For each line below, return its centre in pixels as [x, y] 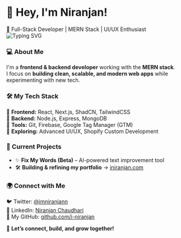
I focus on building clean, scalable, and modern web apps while [87, 74]
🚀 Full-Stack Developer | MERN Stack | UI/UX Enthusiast [76, 29]
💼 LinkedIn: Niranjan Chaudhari [45, 210]
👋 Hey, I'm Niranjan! [57, 12]
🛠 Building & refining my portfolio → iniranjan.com [79, 167]
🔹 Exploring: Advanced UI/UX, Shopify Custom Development [82, 131]
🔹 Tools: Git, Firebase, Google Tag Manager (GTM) [70, 124]
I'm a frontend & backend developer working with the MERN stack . [91, 67]
